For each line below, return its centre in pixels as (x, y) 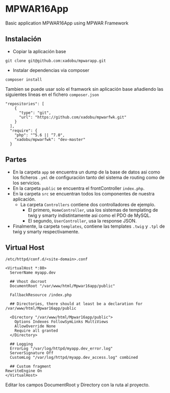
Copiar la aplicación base (39, 51)
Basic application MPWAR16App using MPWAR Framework (67, 23)
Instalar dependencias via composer (51, 70)
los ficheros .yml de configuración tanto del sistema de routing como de (89, 177)
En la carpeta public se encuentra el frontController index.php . (78, 188)
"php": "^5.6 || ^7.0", (40, 135)
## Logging (21, 344)
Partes (16, 159)
